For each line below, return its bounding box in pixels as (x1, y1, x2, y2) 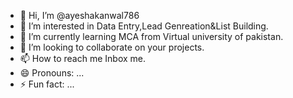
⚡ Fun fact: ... (19, 78, 75, 90)
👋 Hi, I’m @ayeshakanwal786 (19, 10, 140, 21)
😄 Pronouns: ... (19, 67, 85, 79)
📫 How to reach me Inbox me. (19, 53, 147, 64)
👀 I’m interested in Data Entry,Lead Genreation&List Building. (19, 20, 269, 32)
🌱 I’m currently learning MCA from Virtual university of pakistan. (19, 31, 284, 42)
